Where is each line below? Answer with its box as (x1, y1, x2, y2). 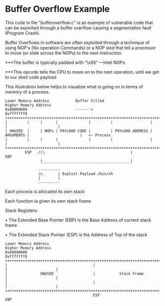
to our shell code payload (5, 74, 56, 80)
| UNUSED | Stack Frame (5, 271, 144, 276)
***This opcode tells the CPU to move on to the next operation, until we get (5, 69, 159, 75)
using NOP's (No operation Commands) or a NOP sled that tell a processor (5, 45, 156, 51)
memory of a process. (5, 89, 50, 95)
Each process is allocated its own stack (5, 188, 85, 194)
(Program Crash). (5, 30, 40, 36)
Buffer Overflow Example (5, 3, 110, 15)
